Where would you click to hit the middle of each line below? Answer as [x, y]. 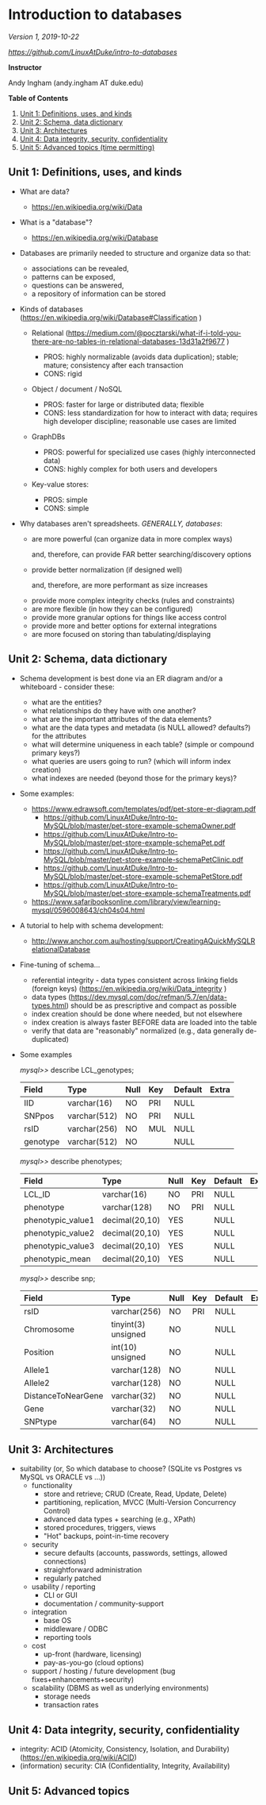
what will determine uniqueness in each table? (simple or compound [143, 744]
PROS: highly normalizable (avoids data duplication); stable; [141, 357]
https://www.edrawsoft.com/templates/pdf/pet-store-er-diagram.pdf [144, 808]
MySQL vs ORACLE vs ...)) [63, 1477]
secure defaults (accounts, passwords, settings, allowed [135, 1553]
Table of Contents [38, 98]
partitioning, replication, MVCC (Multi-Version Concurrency [140, 1502]
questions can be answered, [78, 285]
